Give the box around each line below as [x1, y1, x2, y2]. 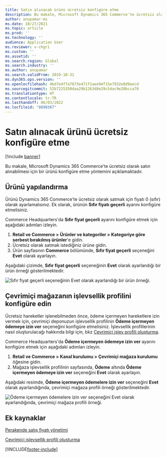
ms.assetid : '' [5, 53, 37, 59]
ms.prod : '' [5, 30, 30, 35]
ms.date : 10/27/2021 [5, 21, 48, 26]
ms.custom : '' [5, 49, 35, 54]
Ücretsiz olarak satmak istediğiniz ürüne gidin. [12, 242, 107, 248]
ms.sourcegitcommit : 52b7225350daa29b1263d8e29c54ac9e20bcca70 [5, 86, 139, 91]
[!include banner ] [5, 153, 41, 159]
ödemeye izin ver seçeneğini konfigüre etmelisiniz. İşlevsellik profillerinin [5, 323, 156, 330]
